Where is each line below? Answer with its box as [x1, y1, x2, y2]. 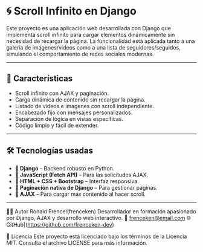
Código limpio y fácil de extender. [14, 121, 99, 129]
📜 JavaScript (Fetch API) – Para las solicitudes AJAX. [14, 171, 149, 178]
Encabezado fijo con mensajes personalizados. [14, 109, 133, 116]
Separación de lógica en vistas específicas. [14, 115, 124, 122]
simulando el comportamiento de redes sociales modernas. [6, 50, 154, 57]
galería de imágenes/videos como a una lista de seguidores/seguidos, [6, 44, 181, 51]
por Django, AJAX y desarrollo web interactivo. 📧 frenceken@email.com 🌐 [6, 214, 192, 221]
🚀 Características [6, 74, 73, 84]
